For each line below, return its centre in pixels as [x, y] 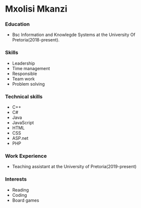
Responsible [25, 74]
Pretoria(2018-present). [36, 40]
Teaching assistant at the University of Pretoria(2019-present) [74, 167]
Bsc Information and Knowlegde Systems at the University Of [74, 35]
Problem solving [28, 84]
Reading [20, 190]
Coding [20, 195]
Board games [26, 200]
